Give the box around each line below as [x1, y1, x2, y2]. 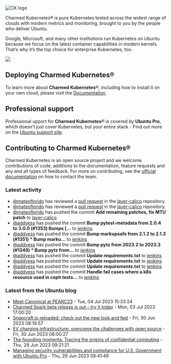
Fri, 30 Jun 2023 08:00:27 [12, 331, 68, 337]
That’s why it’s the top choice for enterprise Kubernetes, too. [5, 47, 133, 52]
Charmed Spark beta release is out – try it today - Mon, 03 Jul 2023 [12, 304, 156, 310]
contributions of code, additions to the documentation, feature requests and [5, 163, 165, 169]
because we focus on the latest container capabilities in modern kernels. [5, 41, 158, 47]
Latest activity [5, 187, 42, 194]
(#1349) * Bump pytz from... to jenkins [12, 247, 95, 253]
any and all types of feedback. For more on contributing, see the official [5, 168, 156, 174]
